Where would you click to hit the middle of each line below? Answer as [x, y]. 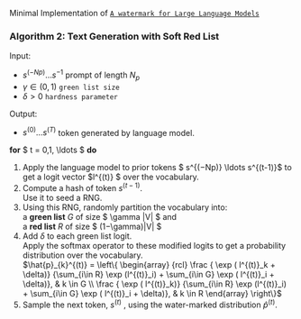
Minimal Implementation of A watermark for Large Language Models [134, 13]
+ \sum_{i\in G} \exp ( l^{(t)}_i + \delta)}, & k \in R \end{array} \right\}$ [152, 294]
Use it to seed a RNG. [62, 198]
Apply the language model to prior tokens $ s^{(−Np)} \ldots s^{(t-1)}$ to [157, 168]
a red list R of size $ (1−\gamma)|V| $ [92, 227]
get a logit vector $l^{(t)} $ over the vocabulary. [111, 177]
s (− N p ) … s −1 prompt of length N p [81, 75]
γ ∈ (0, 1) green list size [71, 87]
